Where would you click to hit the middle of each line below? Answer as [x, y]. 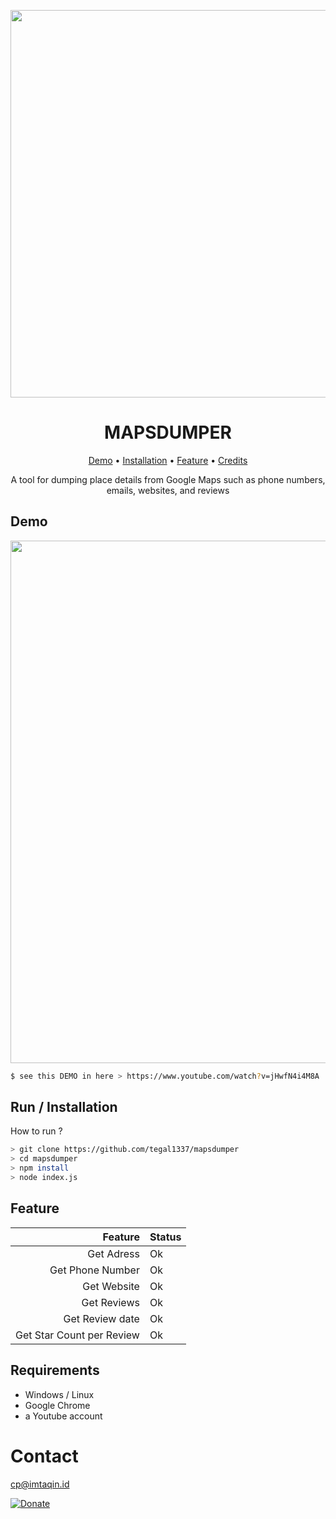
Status [165, 1237]
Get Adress [113, 1253]
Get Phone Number [94, 1270]
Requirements [55, 1370]
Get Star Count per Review [77, 1335]
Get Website [111, 1286]
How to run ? [36, 1131]
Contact [44, 1456]
